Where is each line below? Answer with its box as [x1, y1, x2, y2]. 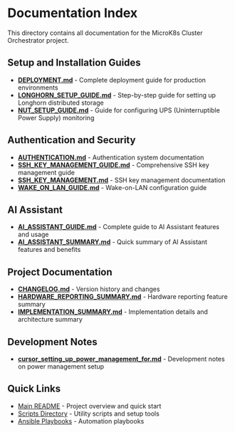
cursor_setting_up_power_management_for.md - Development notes [17, 354, 226, 363]
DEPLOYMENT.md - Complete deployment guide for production [17, 75, 207, 84]
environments [17, 83, 58, 92]
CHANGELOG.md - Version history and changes [17, 285, 160, 293]
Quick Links [7, 383, 61, 395]
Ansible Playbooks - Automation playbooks [17, 416, 145, 425]
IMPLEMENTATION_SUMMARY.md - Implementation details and [17, 307, 209, 316]
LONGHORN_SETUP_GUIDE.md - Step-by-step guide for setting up [17, 90, 216, 99]
